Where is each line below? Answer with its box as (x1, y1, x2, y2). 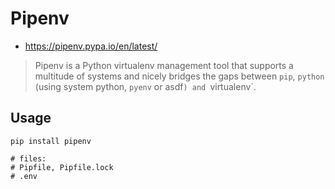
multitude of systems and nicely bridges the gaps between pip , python (34, 70, 325, 82)
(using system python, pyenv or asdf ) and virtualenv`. (34, 80, 257, 92)
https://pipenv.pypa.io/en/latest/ (24, 40, 158, 52)
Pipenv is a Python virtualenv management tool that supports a (34, 59, 294, 71)
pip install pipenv (10, 136, 92, 146)
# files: (10, 153, 47, 164)
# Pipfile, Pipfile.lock (10, 162, 114, 172)
